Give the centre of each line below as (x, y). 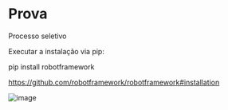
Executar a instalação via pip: (57, 51)
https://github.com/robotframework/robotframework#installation (114, 82)
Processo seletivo (37, 36)
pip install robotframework (51, 67)
